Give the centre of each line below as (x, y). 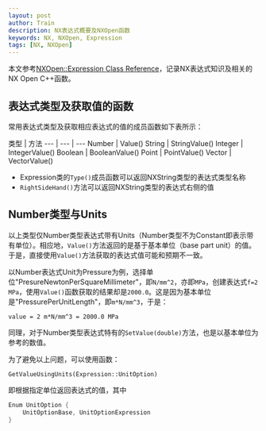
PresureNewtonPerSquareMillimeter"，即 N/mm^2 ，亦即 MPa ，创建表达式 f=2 (138, 282)
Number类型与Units (58, 215)
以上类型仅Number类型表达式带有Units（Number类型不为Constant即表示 (127, 235)
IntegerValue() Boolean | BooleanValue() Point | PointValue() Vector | (120, 152)
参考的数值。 (29, 342)
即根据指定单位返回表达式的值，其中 (67, 390)
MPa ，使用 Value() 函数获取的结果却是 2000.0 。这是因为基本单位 (110, 291)
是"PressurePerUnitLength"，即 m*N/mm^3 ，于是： (88, 302)
